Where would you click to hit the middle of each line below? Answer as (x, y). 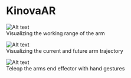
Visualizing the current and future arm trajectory (65, 50)
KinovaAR (31, 11)
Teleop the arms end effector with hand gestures (65, 68)
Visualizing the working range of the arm (55, 33)
